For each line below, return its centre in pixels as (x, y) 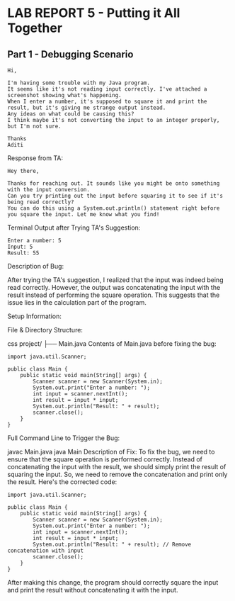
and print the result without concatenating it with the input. (93, 590)
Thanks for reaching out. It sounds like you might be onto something (114, 184)
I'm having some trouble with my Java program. (79, 83)
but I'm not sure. (34, 126)
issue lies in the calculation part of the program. (77, 302)
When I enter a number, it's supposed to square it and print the (107, 101)
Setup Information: (34, 316)
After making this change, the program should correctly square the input (113, 582)
